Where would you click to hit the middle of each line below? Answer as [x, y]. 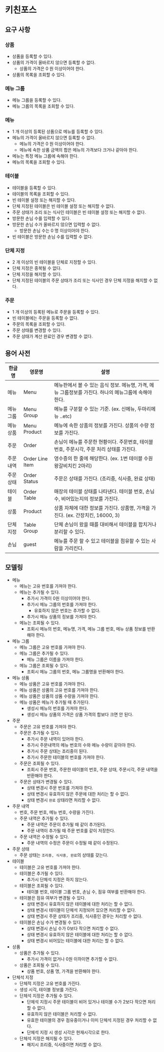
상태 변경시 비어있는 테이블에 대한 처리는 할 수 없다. [75, 940]
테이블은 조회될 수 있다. [42, 885]
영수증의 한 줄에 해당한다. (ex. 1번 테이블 [98, 459]
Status [31, 481]
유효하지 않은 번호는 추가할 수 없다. [67, 610]
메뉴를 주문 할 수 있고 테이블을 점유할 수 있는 [102, 541]
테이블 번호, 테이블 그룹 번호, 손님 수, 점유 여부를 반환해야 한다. [86, 892]
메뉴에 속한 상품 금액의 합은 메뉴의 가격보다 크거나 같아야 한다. [79, 150]
